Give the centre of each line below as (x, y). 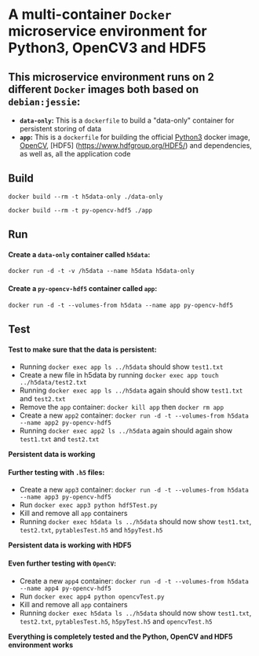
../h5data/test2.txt (53, 383)
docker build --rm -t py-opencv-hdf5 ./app (80, 210)
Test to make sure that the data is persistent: (82, 349)
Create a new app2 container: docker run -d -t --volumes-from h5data (134, 415)
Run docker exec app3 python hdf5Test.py (88, 505)
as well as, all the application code (75, 154)
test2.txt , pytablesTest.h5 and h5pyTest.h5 (91, 530)
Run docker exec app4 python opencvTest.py (92, 596)
